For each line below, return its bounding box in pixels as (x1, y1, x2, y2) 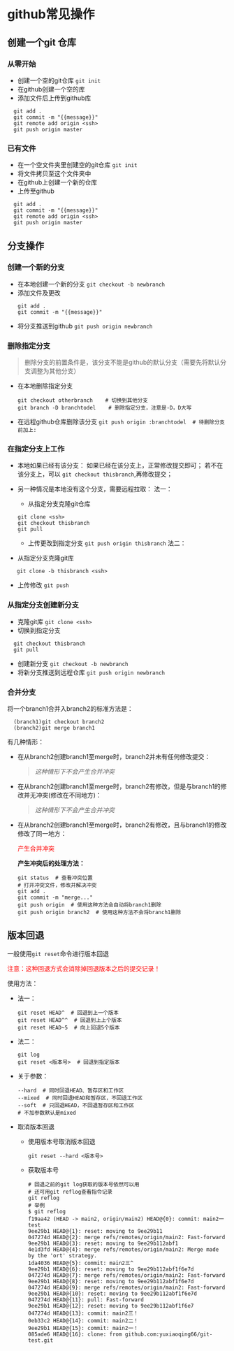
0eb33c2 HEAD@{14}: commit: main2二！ (27, 1317, 139, 1324)
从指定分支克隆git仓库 (27, 500, 91, 508)
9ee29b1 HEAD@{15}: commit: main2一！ (27, 1324, 139, 1331)
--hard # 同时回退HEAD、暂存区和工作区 (17, 1087, 124, 1094)
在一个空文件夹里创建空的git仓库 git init (17, 161, 138, 169)
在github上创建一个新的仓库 (17, 178, 98, 187)
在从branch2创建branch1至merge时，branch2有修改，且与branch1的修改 (17, 821, 227, 829)
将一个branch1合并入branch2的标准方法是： (7, 705, 134, 713)
